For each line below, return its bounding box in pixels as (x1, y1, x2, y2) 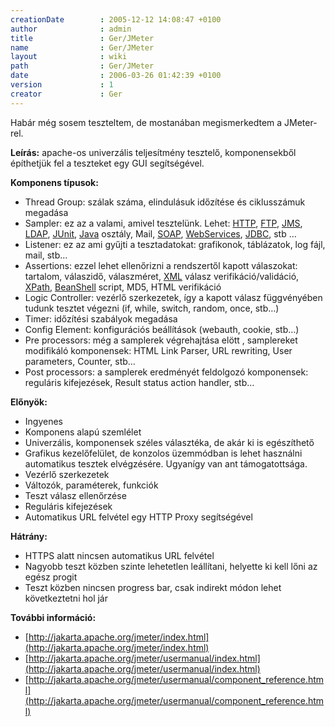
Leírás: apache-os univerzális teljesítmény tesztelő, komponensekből (10, 146, 297, 158)
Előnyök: (10, 396, 48, 408)
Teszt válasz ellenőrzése (24, 489, 127, 501)
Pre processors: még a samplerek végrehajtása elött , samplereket (24, 334, 298, 346)
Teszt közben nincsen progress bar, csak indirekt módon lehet (24, 581, 282, 593)
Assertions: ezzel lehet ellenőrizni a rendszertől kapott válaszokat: (24, 259, 298, 271)
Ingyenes (24, 415, 63, 427)
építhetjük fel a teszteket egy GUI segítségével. (10, 157, 205, 169)
